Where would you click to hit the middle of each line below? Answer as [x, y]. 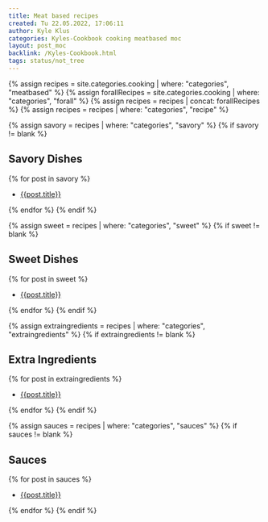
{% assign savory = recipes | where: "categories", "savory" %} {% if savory [134, 125]
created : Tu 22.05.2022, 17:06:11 [66, 23]
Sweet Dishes [43, 259]
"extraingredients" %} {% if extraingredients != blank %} [102, 334]
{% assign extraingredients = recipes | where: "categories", [107, 326]
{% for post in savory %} [49, 178]
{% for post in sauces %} [50, 479]
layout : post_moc [37, 46]
